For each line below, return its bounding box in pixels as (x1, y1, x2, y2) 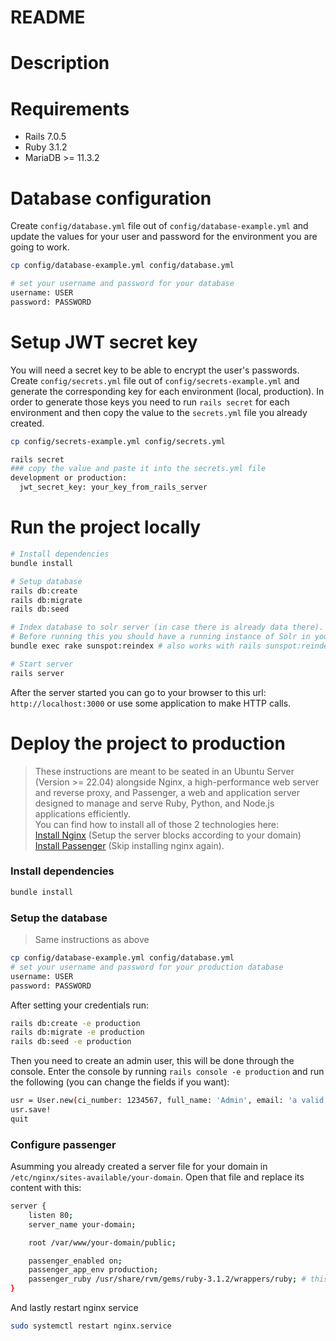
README (10, 6, 86, 29)
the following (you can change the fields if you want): (10, 1076, 230, 1088)
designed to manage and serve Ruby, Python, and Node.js (34, 797, 275, 809)
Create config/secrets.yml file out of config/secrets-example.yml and (10, 374, 300, 386)
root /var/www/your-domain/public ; (28, 1237, 177, 1248)
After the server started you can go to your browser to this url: (10, 686, 267, 698)
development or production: (10, 473, 128, 483)
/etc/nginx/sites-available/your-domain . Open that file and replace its (10, 1171, 305, 1183)
